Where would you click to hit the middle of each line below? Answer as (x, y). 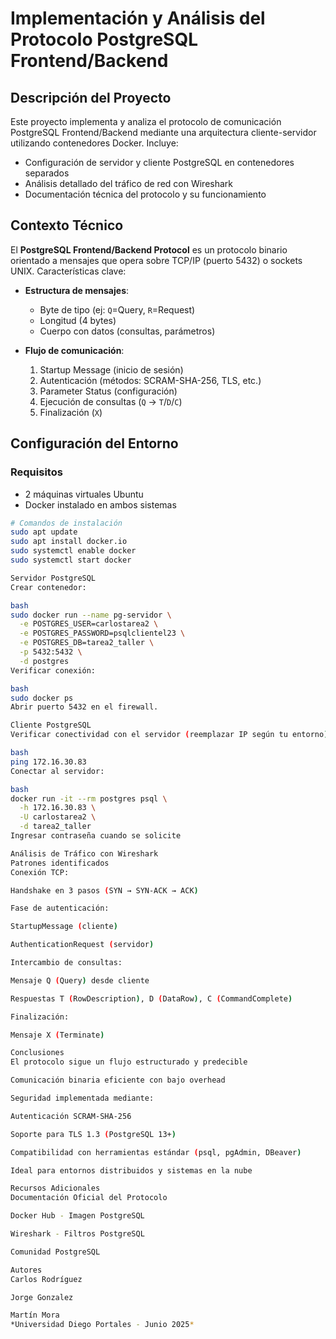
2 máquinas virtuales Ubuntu (84, 494)
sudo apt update (44, 532)
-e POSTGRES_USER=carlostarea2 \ (89, 624)
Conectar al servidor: (57, 771)
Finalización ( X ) (71, 412)
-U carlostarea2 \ (58, 817)
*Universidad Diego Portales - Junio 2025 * (102, 1325)
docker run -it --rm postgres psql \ (89, 798)
